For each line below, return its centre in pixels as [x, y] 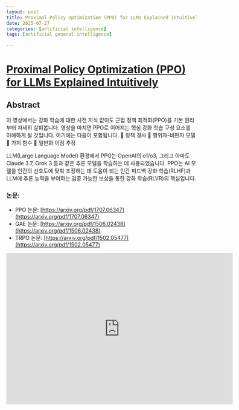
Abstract [23, 104]
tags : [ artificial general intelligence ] [59, 35]
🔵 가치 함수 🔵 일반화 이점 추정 [41, 143]
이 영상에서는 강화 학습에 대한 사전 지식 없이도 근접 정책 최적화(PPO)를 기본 [95, 120]
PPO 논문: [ [29, 210]
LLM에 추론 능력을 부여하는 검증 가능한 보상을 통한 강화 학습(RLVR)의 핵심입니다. [101, 179]
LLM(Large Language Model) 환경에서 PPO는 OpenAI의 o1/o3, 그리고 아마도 [98, 156]
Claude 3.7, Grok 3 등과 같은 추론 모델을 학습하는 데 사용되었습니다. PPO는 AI [98, 164]
